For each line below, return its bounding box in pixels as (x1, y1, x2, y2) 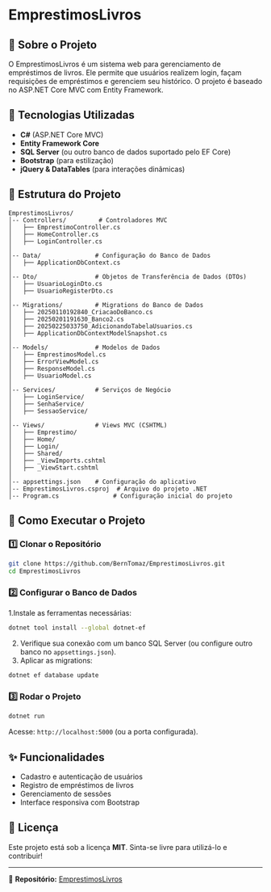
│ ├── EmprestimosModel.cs (8, 350, 106, 359)
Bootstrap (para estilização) (19, 155, 115, 165)
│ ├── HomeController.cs (8, 230, 99, 238)
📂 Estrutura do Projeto (8, 187, 121, 201)
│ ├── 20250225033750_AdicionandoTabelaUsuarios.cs (8, 322, 194, 330)
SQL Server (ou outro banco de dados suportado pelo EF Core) (19, 147, 231, 157)
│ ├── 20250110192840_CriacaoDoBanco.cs (8, 308, 153, 316)
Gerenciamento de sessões (19, 789, 111, 799)
